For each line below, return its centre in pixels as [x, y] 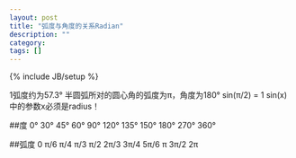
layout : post [34, 18]
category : [28, 43]
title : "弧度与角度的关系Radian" [67, 26]
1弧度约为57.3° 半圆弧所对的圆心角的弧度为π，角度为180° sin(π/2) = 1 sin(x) [148, 95]
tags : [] [26, 51]
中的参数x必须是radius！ [55, 106]
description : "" [40, 34]
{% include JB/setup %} [54, 76]
